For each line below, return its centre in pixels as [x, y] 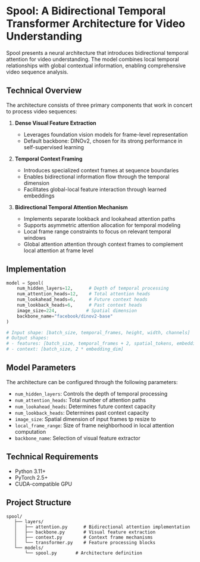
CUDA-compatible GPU [43, 484]
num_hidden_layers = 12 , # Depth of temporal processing [93, 288]
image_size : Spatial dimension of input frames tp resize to [85, 419]
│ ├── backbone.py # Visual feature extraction [85, 532]
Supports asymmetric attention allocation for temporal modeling [102, 225]
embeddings [39, 196]
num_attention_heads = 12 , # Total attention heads [84, 294]
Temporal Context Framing [49, 159]
